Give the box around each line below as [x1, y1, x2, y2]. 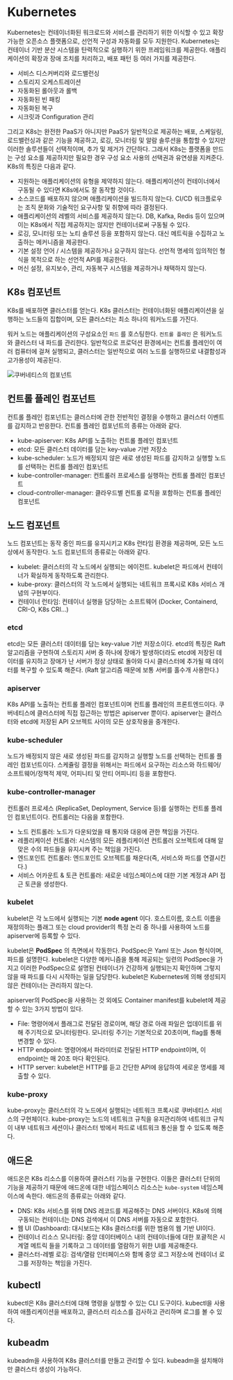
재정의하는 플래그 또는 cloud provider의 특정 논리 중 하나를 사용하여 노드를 [7, 923, 210, 931]
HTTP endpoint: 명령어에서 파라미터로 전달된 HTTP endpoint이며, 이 [17, 1045, 207, 1053]
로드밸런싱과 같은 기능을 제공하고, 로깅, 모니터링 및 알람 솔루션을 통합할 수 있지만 [7, 136, 226, 144]
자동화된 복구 [17, 104, 54, 112]
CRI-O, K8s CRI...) [17, 605, 69, 613]
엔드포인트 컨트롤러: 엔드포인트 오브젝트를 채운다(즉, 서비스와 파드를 [17, 854, 202, 862]
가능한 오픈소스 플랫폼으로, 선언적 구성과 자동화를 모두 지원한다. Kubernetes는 [7, 36, 220, 45]
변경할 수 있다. [17, 1037, 57, 1045]
